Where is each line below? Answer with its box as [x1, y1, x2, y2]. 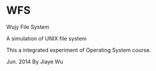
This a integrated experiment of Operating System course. [6, 46, 151, 54]
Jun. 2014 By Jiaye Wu [6, 58, 63, 65]
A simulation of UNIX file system [6, 35, 87, 42]
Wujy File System [6, 23, 50, 30]
